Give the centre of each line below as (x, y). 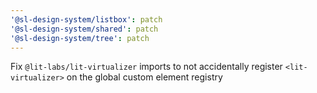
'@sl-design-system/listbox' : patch (86, 19)
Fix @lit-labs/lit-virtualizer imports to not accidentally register (146, 67)
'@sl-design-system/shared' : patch (84, 29)
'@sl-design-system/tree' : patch (80, 38)
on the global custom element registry (144, 77)
